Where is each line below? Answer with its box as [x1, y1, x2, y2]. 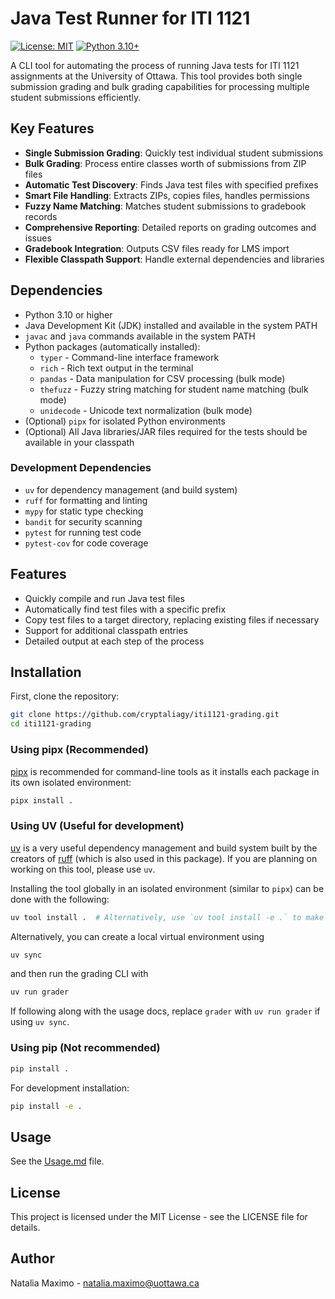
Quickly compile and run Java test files [24, 592, 185, 604]
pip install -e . [10, 1101, 83, 1111]
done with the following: [10, 893, 110, 905]
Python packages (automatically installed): [24, 340, 201, 352]
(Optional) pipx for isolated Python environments [24, 415, 226, 427]
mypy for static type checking [24, 505, 144, 517]
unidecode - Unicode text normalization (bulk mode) [39, 404, 253, 416]
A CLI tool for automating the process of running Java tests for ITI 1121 [10, 59, 300, 71]
